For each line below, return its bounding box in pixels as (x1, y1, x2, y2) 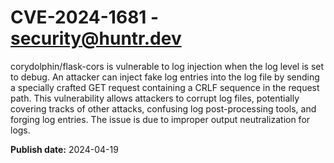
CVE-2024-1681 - (10, 6, 160, 29)
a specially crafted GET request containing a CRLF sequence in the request (10, 81, 320, 93)
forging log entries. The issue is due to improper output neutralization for (10, 113, 311, 125)
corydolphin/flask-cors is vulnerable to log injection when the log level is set (10, 60, 325, 72)
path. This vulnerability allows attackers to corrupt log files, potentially (10, 92, 300, 104)
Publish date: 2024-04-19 (10, 143, 119, 155)
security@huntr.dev (10, 27, 182, 50)
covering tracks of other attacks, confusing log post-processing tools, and (10, 102, 317, 115)
